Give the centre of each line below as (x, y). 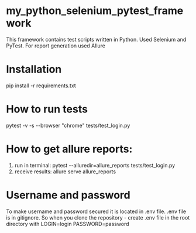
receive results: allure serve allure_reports (65, 172)
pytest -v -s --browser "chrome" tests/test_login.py (68, 125)
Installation (34, 69)
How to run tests (47, 109)
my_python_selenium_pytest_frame (95, 11)
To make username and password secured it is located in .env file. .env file (96, 211)
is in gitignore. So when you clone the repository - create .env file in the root (98, 217)
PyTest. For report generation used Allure (56, 46)
